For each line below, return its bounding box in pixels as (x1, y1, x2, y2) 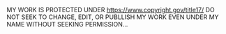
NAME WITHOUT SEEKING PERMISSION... (6, 20, 128, 28)
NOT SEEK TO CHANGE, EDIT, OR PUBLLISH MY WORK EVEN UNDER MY (6, 13, 219, 21)
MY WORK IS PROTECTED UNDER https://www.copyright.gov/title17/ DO (6, 6, 216, 14)
